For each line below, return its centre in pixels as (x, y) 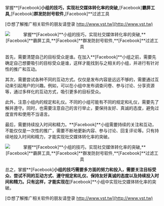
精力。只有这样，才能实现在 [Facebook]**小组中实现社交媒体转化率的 (83, 182)
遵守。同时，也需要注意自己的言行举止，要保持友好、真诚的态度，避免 (84, 108)
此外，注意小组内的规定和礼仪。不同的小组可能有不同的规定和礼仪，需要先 (80, 102)
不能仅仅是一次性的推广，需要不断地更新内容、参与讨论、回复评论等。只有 (80, 131)
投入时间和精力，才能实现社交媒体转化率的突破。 (63, 137)
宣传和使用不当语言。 (31, 114)
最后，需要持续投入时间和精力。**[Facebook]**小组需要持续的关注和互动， (81, 124)
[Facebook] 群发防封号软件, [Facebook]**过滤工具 (60, 14)
